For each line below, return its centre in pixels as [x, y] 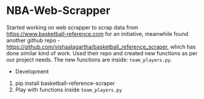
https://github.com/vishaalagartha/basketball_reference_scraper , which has [101, 47]
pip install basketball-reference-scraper [65, 83]
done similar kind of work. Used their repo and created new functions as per [102, 53]
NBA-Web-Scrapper [58, 11]
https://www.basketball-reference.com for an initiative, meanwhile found [97, 33]
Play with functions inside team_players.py [69, 89]
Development [32, 71]
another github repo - [33, 40]
